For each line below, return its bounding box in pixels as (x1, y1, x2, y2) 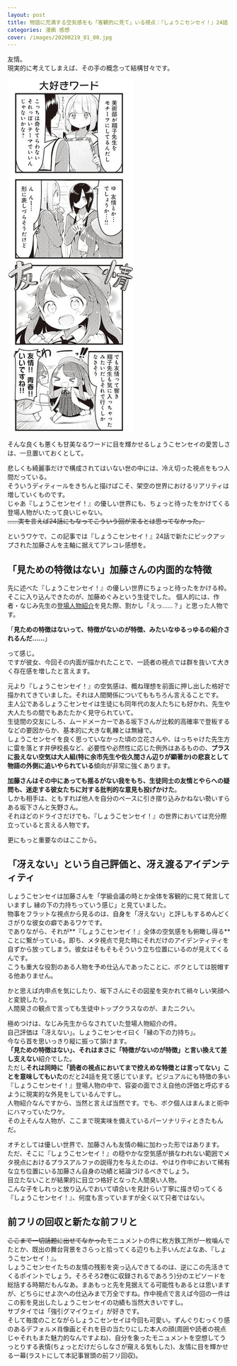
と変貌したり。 (7, 995, 51, 1004)
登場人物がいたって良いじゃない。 (7, 508, 107, 516)
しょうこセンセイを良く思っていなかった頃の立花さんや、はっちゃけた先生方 (7, 735, 230, 743)
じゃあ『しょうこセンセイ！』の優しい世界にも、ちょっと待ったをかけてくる (7, 499, 230, 508)
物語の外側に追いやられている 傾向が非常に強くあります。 (7, 761, 175, 770)
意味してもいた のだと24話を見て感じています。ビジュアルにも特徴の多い (19, 1072, 231, 1080)
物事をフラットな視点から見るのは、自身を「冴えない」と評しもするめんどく (7, 909, 231, 918)
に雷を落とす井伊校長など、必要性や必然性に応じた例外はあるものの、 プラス (7, 743, 230, 753)
